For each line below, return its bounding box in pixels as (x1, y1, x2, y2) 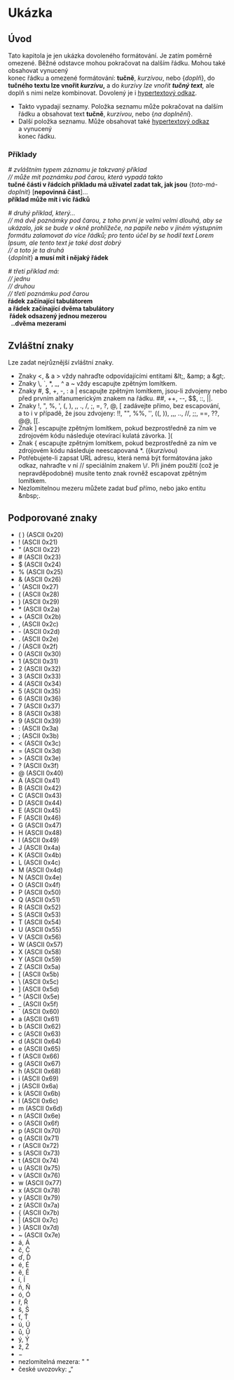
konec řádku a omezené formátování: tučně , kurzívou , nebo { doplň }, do (8, 74, 216, 82)
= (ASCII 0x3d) (18, 746, 62, 755)
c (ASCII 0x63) (18, 1029, 62, 1038)
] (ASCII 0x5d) (18, 985, 60, 993)
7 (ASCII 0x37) (18, 701, 61, 710)
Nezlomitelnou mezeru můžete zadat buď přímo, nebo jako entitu (18, 484, 206, 492)
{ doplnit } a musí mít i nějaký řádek (8, 254, 109, 262)
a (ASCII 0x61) (18, 1015, 60, 1023)
